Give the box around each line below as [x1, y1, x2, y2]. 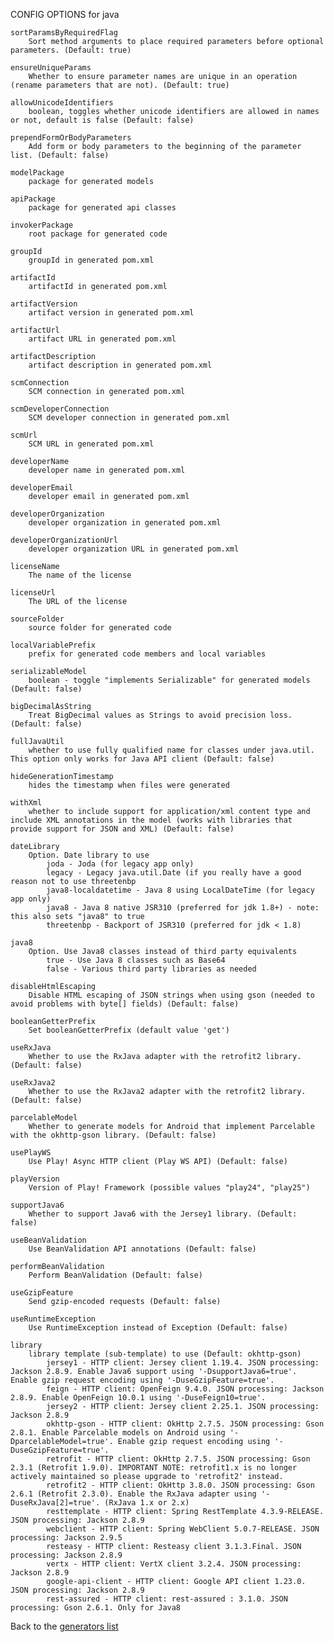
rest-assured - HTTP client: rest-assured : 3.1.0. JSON [46, 1594, 288, 1604]
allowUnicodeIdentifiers [10, 98, 114, 108]
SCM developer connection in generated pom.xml [28, 413, 230, 423]
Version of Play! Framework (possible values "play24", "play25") [28, 1183, 311, 1193]
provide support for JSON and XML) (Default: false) [10, 824, 235, 834]
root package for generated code [28, 229, 168, 239]
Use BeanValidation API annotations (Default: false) [28, 1244, 257, 1254]
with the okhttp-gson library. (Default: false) [10, 1130, 217, 1140]
